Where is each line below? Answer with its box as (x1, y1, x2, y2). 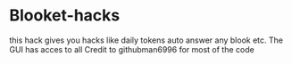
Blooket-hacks (9, 5, 121, 26)
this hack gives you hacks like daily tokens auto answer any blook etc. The (9, 35, 284, 45)
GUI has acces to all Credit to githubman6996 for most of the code (9, 44, 254, 54)
